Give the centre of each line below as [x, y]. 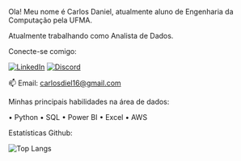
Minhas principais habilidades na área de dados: [89, 101]
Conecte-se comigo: [42, 51]
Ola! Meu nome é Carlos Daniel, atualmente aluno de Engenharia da [121, 12]
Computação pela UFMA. [51, 20]
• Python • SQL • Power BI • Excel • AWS [78, 117]
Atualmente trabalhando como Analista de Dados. [91, 36]
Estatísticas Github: [40, 133]
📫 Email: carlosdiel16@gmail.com [65, 83]
